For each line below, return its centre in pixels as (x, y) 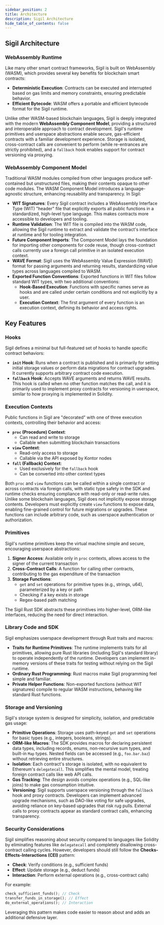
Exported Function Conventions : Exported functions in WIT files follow (84, 277)
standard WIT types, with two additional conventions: (66, 282)
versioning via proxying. (29, 155)
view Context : (26, 448)
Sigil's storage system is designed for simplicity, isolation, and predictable (80, 718)
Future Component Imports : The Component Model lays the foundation (85, 240)
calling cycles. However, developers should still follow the (81, 850)
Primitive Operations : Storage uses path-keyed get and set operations (84, 733)
